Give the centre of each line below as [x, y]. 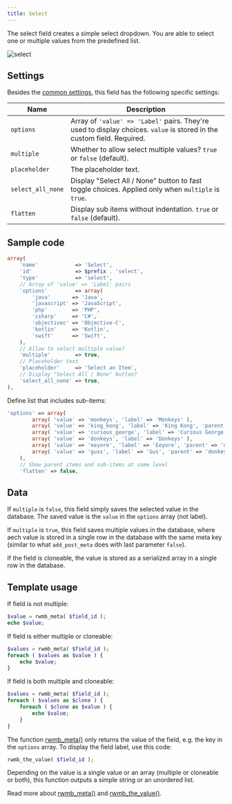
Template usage [42, 587]
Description [146, 109]
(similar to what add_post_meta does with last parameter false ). [97, 545]
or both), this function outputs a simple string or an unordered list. [101, 780]
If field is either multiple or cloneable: [60, 636]
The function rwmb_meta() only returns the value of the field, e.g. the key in [115, 739]
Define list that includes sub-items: [57, 400]
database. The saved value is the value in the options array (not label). [108, 517]
